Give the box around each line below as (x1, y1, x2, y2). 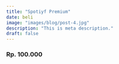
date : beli (6, 14, 33, 20)
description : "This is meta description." (6, 25, 114, 31)
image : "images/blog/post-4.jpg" (6, 20, 90, 25)
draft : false (6, 31, 39, 37)
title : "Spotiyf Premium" (6, 8, 71, 15)
